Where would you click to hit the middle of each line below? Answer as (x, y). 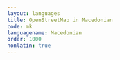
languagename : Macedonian (44, 33)
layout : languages (34, 13)
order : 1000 (24, 39)
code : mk (20, 26)
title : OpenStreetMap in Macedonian (60, 20)
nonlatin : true (29, 46)
